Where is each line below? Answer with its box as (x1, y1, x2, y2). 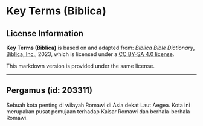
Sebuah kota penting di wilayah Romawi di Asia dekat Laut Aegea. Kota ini (6, 101, 190, 109)
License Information (6, 28, 83, 39)
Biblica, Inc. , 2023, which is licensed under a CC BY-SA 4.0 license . (6, 51, 175, 58)
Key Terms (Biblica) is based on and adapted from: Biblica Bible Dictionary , (6, 44, 195, 51)
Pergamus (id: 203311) (6, 86, 92, 96)
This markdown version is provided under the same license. (6, 62, 155, 69)
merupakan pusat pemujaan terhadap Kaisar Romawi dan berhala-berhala (6, 107, 190, 115)
